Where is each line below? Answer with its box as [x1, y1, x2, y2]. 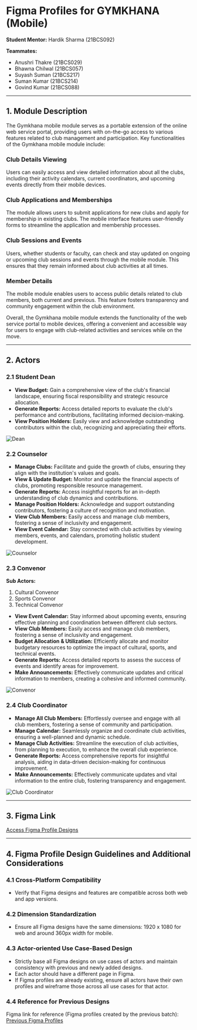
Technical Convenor [14, 601, 63, 609]
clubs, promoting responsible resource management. [14, 482, 143, 489]
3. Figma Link [6, 811, 56, 821]
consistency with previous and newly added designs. [14, 964, 143, 971]
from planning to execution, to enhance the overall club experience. [14, 746, 178, 753]
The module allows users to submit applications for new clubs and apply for [6, 209, 189, 216]
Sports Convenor [14, 595, 56, 602]
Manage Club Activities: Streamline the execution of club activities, [14, 739, 179, 747]
